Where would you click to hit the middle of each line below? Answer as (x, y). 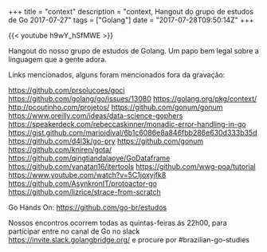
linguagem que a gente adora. (58, 59)
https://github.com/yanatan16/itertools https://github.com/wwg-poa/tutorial (132, 166)
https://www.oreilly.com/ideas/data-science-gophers (96, 116)
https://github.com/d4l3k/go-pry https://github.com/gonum (106, 141)
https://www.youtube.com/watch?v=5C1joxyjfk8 (87, 175)
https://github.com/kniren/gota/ (60, 150)
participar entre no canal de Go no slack (74, 231)
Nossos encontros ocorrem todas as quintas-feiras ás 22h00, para (118, 223)
